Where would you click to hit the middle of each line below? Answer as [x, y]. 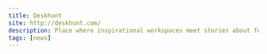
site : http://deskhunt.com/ [55, 23]
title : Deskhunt [35, 15]
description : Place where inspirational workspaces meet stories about [129, 30]
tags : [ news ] [30, 38]
